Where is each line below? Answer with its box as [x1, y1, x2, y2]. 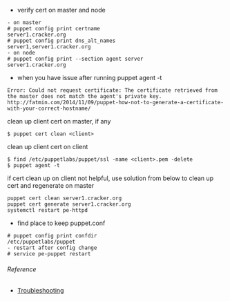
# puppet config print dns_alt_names [7, 37, 116, 44]
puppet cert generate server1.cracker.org [7, 201, 131, 208]
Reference [7, 265, 37, 273]
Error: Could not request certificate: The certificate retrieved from [7, 87, 218, 94]
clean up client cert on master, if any [7, 117, 111, 125]
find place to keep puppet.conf [17, 219, 106, 227]
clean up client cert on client [7, 143, 88, 150]
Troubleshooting [17, 287, 64, 295]
